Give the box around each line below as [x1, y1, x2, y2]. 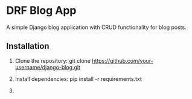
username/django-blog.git [14, 63, 80, 71]
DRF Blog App [6, 4, 77, 18]
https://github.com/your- [91, 57, 154, 64]
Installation [6, 41, 50, 51]
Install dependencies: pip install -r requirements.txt [14, 75, 142, 82]
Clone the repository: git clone [14, 57, 91, 64]
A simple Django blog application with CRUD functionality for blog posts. [6, 24, 187, 31]
